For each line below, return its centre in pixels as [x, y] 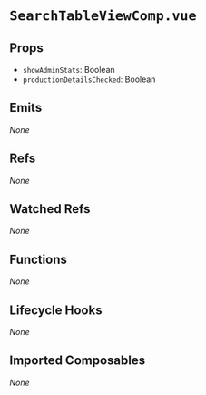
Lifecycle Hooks [56, 310]
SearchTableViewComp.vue [103, 16]
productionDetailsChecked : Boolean [89, 79]
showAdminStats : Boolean [69, 70]
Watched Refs [50, 209]
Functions [39, 259]
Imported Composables [78, 361]
